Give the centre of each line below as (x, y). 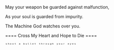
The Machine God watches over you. (43, 26)
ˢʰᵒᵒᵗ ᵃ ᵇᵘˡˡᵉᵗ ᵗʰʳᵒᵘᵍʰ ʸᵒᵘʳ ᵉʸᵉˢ (41, 45)
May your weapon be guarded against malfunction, (57, 7)
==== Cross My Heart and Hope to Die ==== (51, 36)
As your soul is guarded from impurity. (44, 16)
